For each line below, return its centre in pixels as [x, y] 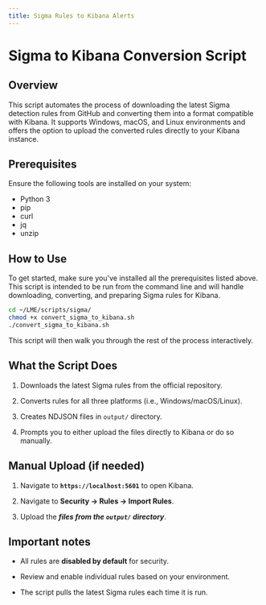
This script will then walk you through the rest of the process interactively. [131, 340]
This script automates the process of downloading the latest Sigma [119, 105]
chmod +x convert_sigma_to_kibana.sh [72, 318]
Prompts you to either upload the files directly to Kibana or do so [127, 432]
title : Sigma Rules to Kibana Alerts [72, 16]
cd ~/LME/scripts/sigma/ [50, 310]
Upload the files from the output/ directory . [93, 516]
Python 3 [35, 199]
